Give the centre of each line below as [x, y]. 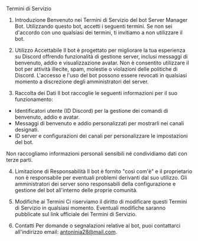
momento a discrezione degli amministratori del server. [82, 82]
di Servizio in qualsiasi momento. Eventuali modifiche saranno [90, 208]
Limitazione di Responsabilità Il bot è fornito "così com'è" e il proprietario [103, 171]
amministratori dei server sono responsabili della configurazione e [95, 184]
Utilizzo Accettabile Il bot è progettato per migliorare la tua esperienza [100, 50]
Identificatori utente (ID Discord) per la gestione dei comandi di [91, 111]
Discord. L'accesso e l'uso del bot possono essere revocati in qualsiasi [101, 75]
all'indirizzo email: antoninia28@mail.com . [66, 232]
